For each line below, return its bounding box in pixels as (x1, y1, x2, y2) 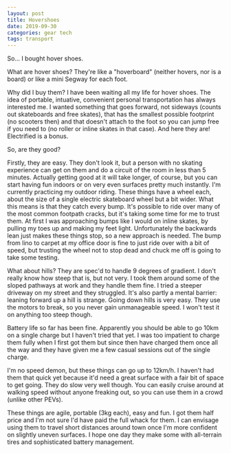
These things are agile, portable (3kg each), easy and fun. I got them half (7, 409, 214, 417)
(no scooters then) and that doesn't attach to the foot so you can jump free (7, 117, 219, 126)
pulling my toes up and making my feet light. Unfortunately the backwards (7, 224, 217, 233)
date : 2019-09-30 (7, 23, 57, 30)
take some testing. (7, 253, 60, 262)
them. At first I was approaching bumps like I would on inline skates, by (7, 217, 208, 225)
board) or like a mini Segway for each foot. (7, 75, 129, 83)
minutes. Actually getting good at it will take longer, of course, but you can (7, 173, 218, 182)
